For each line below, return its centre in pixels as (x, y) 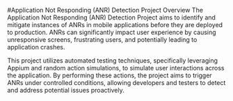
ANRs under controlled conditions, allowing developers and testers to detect (116, 83)
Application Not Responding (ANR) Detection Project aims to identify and (111, 17)
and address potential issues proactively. (66, 90)
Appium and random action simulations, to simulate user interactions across (116, 68)
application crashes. (36, 47)
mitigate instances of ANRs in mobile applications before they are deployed (115, 25)
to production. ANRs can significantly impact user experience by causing (112, 32)
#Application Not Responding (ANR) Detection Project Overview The (105, 10)
